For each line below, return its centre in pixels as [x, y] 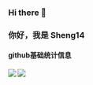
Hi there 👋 [28, 13]
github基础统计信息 [40, 55]
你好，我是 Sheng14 [46, 35]
